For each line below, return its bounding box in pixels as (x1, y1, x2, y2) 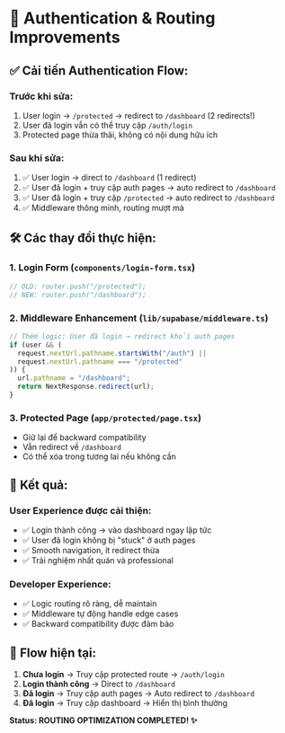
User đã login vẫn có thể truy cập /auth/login (22, 119, 193, 130)
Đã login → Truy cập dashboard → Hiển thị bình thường (22, 698, 227, 708)
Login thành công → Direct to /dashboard (22, 678, 175, 689)
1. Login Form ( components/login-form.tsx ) (9, 261, 196, 274)
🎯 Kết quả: (9, 477, 68, 492)
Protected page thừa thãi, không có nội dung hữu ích (22, 129, 218, 140)
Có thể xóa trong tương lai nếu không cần (22, 451, 177, 462)
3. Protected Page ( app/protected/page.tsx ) (9, 411, 202, 424)
